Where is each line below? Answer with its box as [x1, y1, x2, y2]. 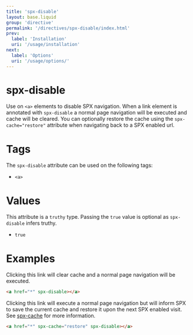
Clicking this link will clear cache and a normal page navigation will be [6, 271, 175, 278]
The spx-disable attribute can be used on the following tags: [6, 162, 153, 169]
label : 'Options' [11, 52, 54, 58]
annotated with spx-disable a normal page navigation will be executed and [6, 109, 187, 116]
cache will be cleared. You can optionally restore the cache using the [6, 116, 174, 123]
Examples [6, 252, 55, 265]
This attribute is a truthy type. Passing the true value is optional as [6, 214, 169, 221]
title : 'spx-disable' [6, 8, 59, 15]
